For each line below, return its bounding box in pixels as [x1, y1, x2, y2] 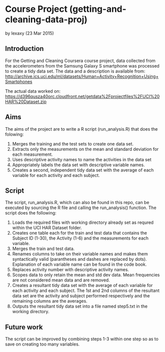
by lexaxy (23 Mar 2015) [5, 30, 54, 36]
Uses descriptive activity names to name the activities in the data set [12, 156, 152, 162]
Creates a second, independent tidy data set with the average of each [12, 167, 154, 173]
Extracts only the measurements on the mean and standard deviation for [12, 146, 159, 152]
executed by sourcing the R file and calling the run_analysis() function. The [5, 205, 157, 211]
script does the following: [5, 210, 56, 216]
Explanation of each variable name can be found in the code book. [12, 261, 147, 267]
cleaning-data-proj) [5, 14, 87, 25]
